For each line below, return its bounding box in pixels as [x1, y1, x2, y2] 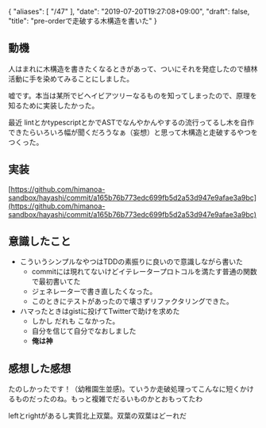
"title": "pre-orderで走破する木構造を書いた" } [8, 16, 157, 25]
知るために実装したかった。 [8, 101, 99, 110]
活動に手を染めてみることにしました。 [8, 74, 133, 83]
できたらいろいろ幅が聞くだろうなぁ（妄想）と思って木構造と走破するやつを [8, 127, 258, 137]
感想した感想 [8, 361, 71, 375]
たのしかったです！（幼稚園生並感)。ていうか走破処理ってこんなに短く [8, 384, 241, 394]
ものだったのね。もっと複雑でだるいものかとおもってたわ [14, 394, 203, 403]
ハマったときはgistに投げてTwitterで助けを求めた [19, 307, 180, 316]
